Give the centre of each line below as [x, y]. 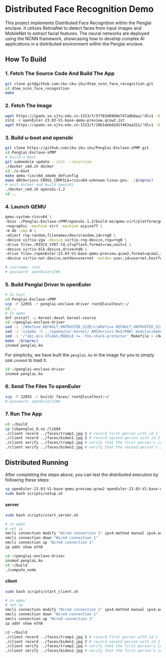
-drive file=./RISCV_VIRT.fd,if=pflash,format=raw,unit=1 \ [68, 244]
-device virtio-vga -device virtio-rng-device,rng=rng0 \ [66, 240]
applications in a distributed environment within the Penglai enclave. [75, 44]
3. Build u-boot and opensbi [39, 138]
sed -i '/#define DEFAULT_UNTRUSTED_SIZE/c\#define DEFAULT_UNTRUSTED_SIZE [85, 327]
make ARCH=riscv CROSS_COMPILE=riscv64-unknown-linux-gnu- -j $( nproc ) [79, 180]
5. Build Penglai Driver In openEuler [48, 284]
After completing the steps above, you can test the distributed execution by [82, 474]
